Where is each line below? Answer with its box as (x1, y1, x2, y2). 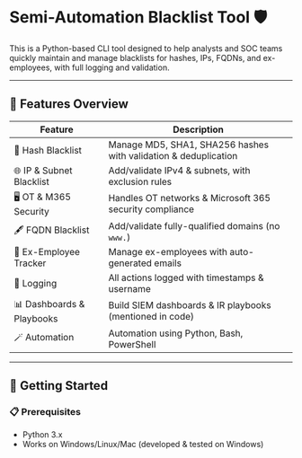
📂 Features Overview (9, 96, 129, 112)
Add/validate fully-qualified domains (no (108, 219, 280, 232)
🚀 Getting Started (9, 378, 109, 393)
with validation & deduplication (108, 149, 238, 162)
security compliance (108, 203, 195, 216)
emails (154, 257, 182, 269)
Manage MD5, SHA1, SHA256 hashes (108, 138, 270, 151)
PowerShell (108, 338, 156, 350)
